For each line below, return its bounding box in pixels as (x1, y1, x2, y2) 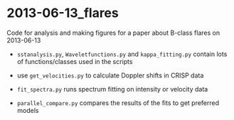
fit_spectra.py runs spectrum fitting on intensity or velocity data (16, 84, 208, 93)
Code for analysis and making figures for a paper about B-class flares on (6, 28, 220, 37)
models (16, 106, 39, 114)
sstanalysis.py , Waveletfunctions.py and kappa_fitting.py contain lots (16, 50, 228, 58)
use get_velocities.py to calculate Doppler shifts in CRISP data (16, 71, 204, 80)
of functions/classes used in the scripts (16, 57, 133, 65)
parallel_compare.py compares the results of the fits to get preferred (16, 98, 220, 107)
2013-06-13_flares (6, 5, 119, 21)
